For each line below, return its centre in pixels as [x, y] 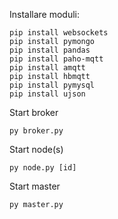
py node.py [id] [43, 168]
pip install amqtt [47, 68]
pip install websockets [59, 33]
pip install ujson [47, 94]
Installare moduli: [45, 14]
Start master [35, 186]
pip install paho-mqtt [56, 59]
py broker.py [36, 131]
